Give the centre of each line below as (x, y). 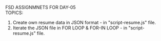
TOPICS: (14, 13)
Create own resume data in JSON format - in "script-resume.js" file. (84, 23)
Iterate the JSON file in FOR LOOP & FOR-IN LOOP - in (70, 28)
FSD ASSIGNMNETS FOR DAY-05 (41, 7)
